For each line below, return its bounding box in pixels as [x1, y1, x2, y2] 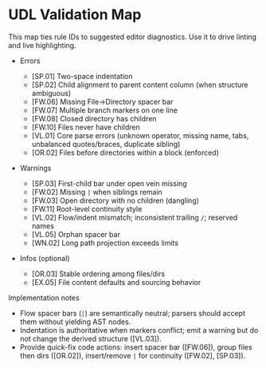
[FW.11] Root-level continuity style [31, 204, 143, 213]
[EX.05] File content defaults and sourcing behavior [31, 277, 201, 287]
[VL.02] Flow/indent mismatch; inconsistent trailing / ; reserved [31, 212, 238, 222]
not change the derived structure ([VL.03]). [19, 334, 162, 343]
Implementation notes [8, 293, 80, 303]
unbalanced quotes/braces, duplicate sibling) [31, 139, 181, 148]
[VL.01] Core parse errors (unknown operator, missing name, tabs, [31, 130, 249, 140]
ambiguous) [31, 88, 72, 97]
